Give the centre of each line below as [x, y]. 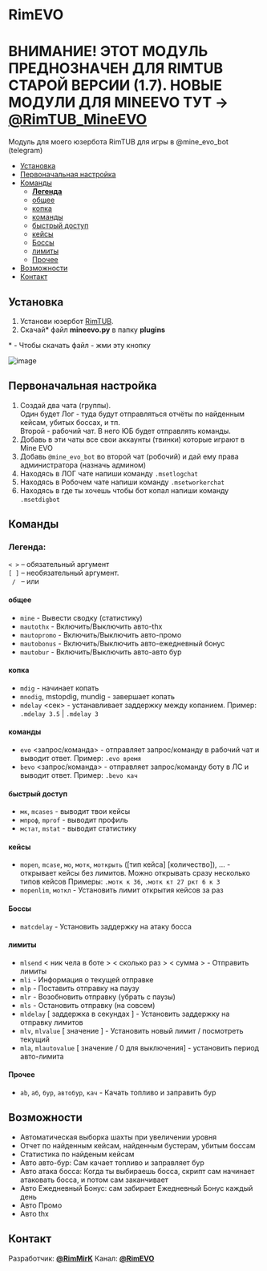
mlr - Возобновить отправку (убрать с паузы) [98, 997]
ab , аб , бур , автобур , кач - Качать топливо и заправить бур [118, 1093]
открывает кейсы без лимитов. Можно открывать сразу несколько [135, 873]
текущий [34, 1039]
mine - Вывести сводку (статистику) [81, 617]
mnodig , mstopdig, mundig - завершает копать [97, 696]
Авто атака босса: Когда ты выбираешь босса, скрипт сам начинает [137, 1171]
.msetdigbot [40, 500]
